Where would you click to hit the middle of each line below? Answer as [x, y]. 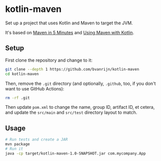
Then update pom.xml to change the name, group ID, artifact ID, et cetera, [80, 107]
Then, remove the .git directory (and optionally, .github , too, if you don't [80, 83]
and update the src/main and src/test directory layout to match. [71, 112]
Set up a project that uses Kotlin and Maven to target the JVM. [69, 23]
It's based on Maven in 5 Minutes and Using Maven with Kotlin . [70, 32]
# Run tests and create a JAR [37, 140]
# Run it [14, 149]
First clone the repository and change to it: [49, 60]
